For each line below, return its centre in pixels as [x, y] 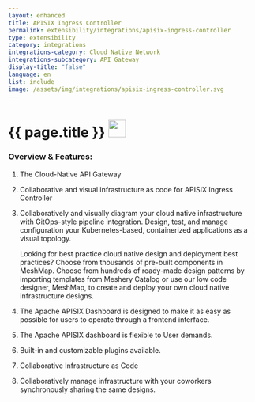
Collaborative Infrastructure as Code [79, 366]
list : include [32, 82]
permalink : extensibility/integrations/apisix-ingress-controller [120, 30]
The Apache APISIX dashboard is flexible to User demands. [116, 335]
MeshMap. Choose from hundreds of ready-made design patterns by [132, 271]
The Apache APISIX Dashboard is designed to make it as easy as [125, 311]
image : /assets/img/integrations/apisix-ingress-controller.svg [116, 89]
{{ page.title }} [57, 132]
